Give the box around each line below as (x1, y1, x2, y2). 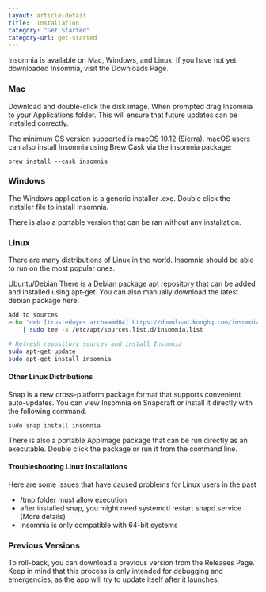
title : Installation (8, 19, 80, 27)
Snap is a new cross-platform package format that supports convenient (8, 389, 241, 399)
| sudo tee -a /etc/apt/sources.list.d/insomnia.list (22, 325, 203, 333)
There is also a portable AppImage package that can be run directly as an (8, 435, 248, 445)
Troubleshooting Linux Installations (8, 462, 127, 472)
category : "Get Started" (8, 26, 90, 34)
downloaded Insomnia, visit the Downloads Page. (8, 64, 169, 74)
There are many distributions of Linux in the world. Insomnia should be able (8, 255, 255, 265)
